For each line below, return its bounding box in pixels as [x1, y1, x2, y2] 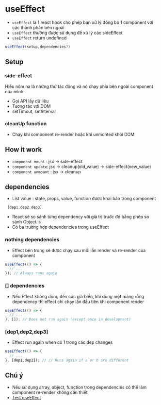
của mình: [5, 88, 25, 94]
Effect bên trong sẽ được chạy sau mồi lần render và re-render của [12, 247, 146, 253]
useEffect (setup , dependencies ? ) [5, 44, 70, 49]
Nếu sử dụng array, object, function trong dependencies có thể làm [12, 384, 147, 390]
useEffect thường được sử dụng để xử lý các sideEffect [12, 30, 123, 35]
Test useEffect [12, 394, 41, 400]
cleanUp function [5, 120, 47, 127]
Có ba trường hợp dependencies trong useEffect [12, 224, 109, 230]
